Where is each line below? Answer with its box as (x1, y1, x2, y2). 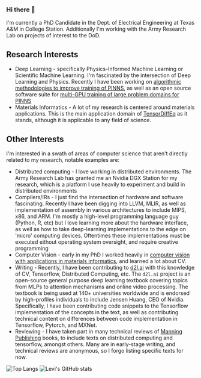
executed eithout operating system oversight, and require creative (14, 238, 179, 246)
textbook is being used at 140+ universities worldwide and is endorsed (14, 289, 190, 297)
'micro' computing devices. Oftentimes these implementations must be (14, 232, 190, 239)
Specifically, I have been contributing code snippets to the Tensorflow (14, 302, 188, 309)
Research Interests (6, 49, 79, 60)
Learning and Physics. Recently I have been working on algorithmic (14, 78, 182, 85)
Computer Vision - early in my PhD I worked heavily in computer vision (14, 251, 190, 258)
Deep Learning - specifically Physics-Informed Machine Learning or (14, 66, 184, 73)
